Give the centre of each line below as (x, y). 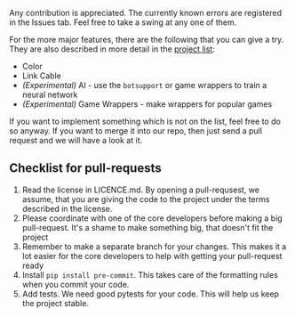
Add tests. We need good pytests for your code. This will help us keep (151, 294)
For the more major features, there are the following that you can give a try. (147, 40)
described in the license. (67, 208)
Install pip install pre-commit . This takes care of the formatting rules (150, 274)
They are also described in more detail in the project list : (112, 49)
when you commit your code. (76, 284)
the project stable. (55, 303)
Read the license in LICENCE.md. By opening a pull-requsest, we (141, 190)
